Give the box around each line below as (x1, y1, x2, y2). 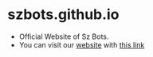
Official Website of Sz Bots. (18, 32, 109, 41)
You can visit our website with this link (18, 40, 145, 49)
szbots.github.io (7, 6, 120, 24)
